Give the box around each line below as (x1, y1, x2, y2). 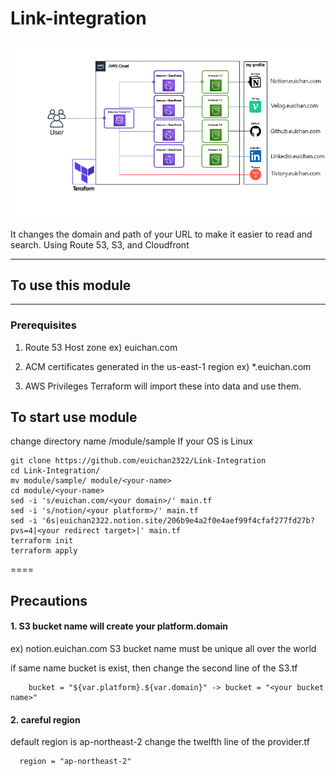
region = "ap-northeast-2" (19, 757, 132, 767)
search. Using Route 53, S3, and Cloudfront (10, 238, 190, 251)
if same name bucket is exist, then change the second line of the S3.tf (10, 662, 298, 674)
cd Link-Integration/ (10, 466, 101, 476)
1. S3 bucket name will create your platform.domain (10, 620, 229, 632)
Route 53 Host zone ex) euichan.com (24, 341, 178, 353)
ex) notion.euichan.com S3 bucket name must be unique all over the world (10, 643, 317, 655)
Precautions (10, 592, 88, 609)
